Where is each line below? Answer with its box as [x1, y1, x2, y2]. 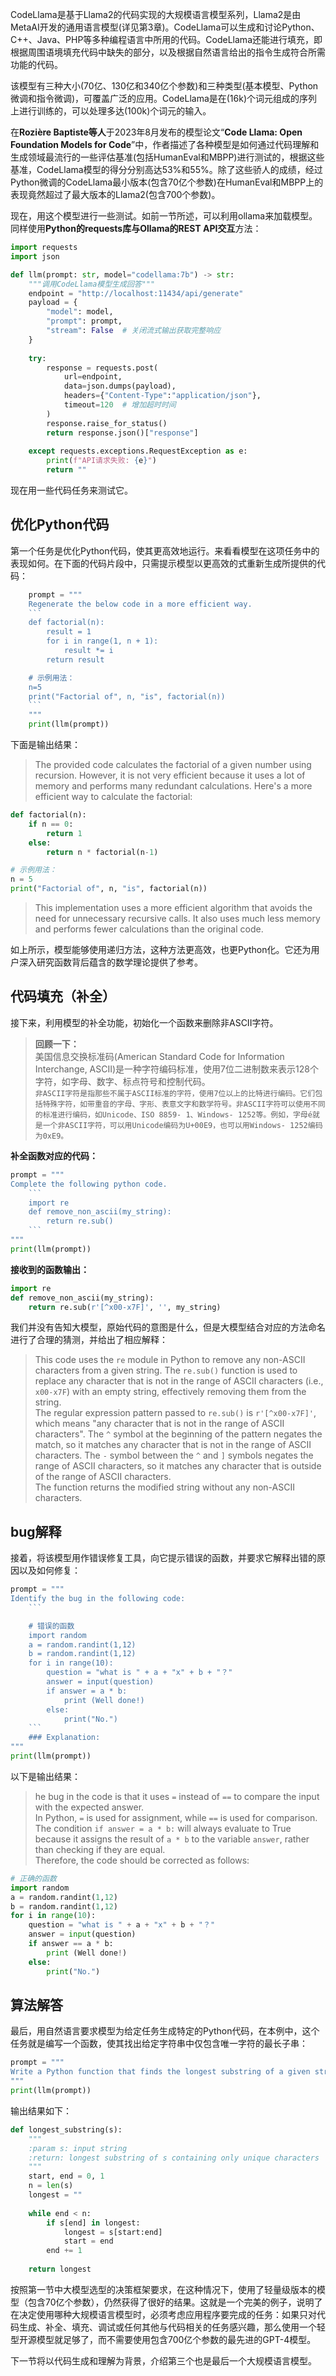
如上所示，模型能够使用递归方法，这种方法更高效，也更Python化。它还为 [10, 944, 312, 956]
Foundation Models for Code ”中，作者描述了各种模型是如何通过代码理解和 [10, 139, 320, 150]
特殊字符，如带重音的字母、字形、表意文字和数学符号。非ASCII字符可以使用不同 [42, 1099, 326, 1109]
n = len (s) [28, 2181, 74, 2191]
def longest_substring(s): [10, 2124, 123, 2135]
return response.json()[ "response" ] [46, 428, 199, 438]
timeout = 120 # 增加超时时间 [63, 400, 177, 410]
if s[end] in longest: [46, 2218, 141, 2228]
